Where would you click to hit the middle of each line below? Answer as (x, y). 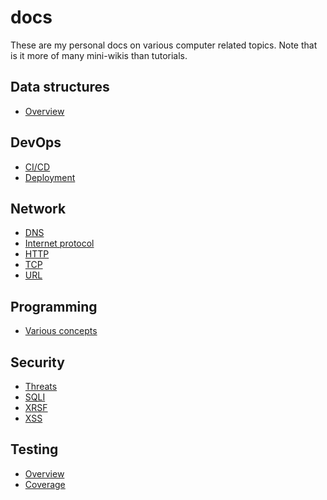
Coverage (45, 484)
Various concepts (61, 331)
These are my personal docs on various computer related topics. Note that (164, 45)
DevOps (36, 142)
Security (37, 362)
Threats (41, 386)
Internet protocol (59, 243)
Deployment (50, 177)
